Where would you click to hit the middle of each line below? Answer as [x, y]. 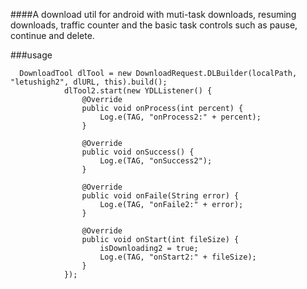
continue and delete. [52, 35]
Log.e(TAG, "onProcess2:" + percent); [180, 117]
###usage [31, 55]
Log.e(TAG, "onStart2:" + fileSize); [178, 257]
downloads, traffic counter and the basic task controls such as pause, [154, 25]
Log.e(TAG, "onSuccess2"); [156, 161]
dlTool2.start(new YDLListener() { [138, 91]
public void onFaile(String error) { [160, 196]
